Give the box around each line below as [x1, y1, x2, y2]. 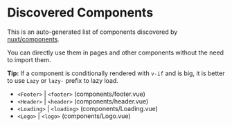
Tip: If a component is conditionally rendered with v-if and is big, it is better [7, 69, 225, 77]
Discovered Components [7, 5, 154, 21]
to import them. [7, 55, 51, 63]
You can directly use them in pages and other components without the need [7, 48, 224, 57]
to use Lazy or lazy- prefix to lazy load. [7, 76, 119, 84]
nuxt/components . [7, 35, 60, 43]
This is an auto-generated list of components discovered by [7, 28, 178, 36]
